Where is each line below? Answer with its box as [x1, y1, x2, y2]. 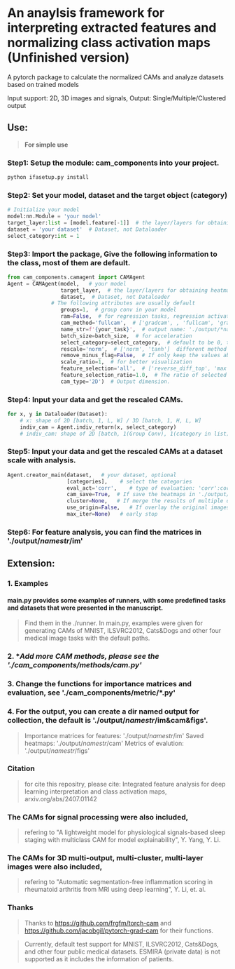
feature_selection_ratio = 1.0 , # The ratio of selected [60, 372, 227, 379]
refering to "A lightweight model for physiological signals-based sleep [24, 828, 226, 836]
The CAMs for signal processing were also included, [7, 812, 189, 822]
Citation [7, 763, 35, 773]
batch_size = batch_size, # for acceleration [60, 332, 192, 340]
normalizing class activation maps [7, 35, 211, 51]
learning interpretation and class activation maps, [24, 787, 167, 796]
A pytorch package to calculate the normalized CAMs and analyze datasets [7, 72, 224, 81]
